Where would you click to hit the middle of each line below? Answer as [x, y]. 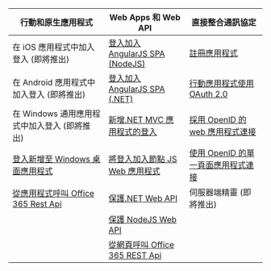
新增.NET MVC [136, 120]
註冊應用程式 [213, 53]
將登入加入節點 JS [143, 159]
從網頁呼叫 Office [142, 245]
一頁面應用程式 [217, 165]
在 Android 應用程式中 [54, 82]
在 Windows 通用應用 [52, 114]
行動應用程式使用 [221, 83]
